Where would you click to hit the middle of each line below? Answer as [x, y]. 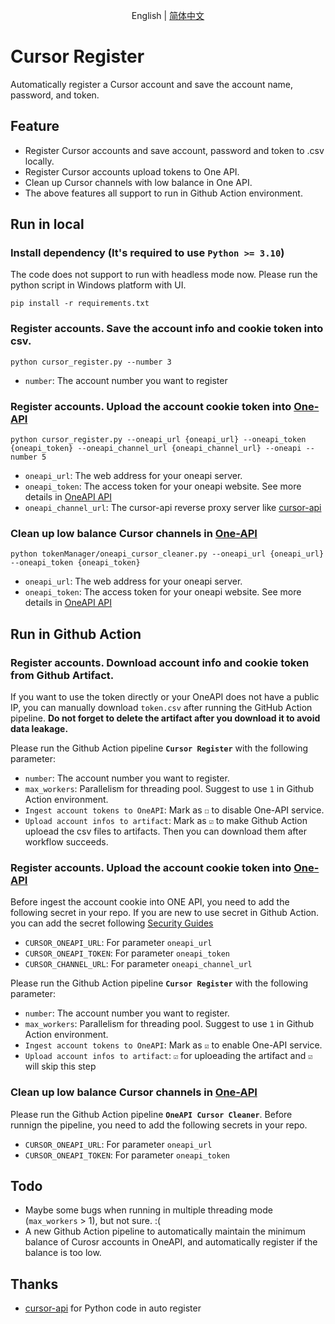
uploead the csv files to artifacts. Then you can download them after [165, 831]
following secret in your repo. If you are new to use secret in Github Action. [165, 913]
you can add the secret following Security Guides [112, 923]
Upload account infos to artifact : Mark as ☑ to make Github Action [166, 821]
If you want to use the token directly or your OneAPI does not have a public [165, 697]
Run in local [47, 224]
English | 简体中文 [168, 15]
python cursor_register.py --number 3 [91, 362]
